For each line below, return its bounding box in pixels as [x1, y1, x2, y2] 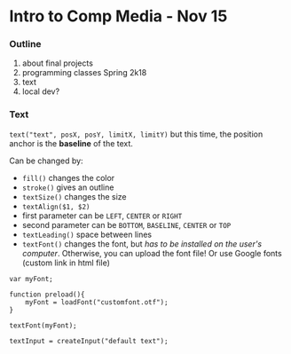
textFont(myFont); [9, 321, 77, 330]
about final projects [21, 58, 93, 68]
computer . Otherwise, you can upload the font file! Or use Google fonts [21, 248, 282, 258]
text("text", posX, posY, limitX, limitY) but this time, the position [9, 129, 263, 139]
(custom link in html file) [21, 257, 111, 268]
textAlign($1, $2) [21, 202, 90, 211]
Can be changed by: [9, 155, 83, 166]
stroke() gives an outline [21, 182, 114, 193]
